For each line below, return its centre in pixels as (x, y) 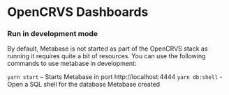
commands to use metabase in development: (72, 64)
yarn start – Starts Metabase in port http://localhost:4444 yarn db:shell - (115, 77)
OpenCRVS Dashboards (78, 12)
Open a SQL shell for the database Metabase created (84, 85)
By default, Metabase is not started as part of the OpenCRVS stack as (108, 49)
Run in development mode (53, 34)
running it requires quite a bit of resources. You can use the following (106, 56)
